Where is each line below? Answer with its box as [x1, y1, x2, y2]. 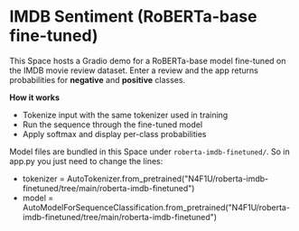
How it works [9, 92, 61, 103]
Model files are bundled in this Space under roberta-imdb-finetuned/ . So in [9, 146, 291, 157]
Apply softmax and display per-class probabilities [22, 128, 207, 139]
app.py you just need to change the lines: [9, 155, 164, 166]
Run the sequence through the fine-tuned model [22, 119, 203, 130]
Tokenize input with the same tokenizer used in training [22, 109, 229, 120]
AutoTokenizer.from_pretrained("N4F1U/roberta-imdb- [66, 173, 269, 184]
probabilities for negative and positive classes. [9, 74, 186, 85]
